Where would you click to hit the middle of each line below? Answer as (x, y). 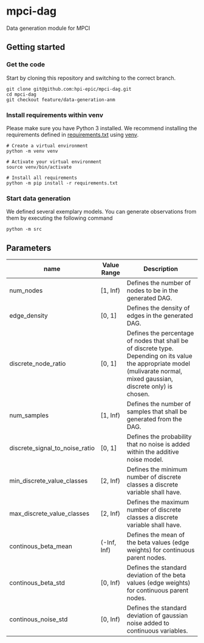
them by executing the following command (60, 218)
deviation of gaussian (157, 616)
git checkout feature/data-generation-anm (61, 100)
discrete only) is (150, 387)
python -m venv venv (32, 151)
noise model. (145, 460)
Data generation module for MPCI (48, 28)
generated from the (154, 420)
